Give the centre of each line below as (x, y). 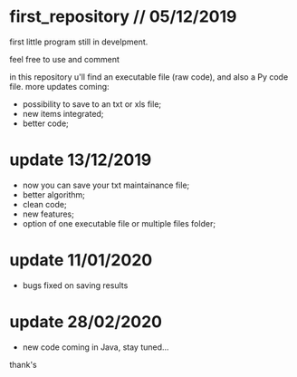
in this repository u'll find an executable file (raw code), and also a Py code (149, 77)
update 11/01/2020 (81, 261)
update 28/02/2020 (86, 322)
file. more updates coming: (60, 86)
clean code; (44, 204)
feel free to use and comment (65, 59)
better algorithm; (54, 194)
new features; (48, 214)
